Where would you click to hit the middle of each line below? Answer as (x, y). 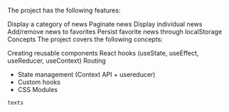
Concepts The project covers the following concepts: (85, 39)
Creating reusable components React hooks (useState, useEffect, (103, 53)
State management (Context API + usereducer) (86, 75)
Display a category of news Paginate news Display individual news (105, 24)
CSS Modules (38, 90)
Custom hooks (39, 82)
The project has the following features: (64, 10)
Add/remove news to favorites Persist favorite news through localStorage (115, 32)
